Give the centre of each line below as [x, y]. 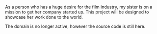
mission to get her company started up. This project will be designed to [77, 12]
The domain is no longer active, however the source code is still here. [75, 26]
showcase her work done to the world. [44, 17]
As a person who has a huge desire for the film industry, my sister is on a [79, 7]
